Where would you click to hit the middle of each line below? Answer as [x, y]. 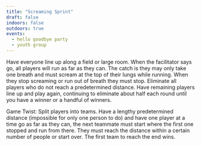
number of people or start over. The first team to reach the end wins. [91, 136]
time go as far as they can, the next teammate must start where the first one [100, 124]
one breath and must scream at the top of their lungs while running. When [97, 74]
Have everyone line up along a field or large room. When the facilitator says [99, 62]
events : [16, 34]
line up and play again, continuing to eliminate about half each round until [97, 94]
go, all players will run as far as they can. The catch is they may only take [96, 68]
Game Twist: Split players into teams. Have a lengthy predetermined [90, 111]
